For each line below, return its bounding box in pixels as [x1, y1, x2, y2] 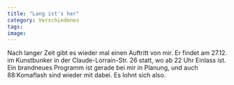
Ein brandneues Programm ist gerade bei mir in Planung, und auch [7, 63, 198, 72]
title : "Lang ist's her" [7, 10, 80, 17]
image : [7, 29, 27, 37]
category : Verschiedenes [7, 17, 80, 24]
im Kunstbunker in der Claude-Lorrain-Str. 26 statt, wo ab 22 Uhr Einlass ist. [7, 56, 226, 65]
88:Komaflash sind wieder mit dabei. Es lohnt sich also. [7, 71, 166, 79]
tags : [7, 23, 23, 30]
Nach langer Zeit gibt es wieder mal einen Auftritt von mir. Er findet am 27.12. [7, 49, 228, 57]
